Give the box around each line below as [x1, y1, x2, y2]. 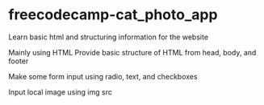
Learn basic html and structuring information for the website [8, 32, 208, 42]
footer [8, 56, 29, 66]
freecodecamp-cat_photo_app [8, 6, 218, 24]
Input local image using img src [8, 87, 113, 97]
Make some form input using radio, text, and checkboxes [8, 71, 198, 81]
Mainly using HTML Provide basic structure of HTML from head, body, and [8, 47, 257, 57]
